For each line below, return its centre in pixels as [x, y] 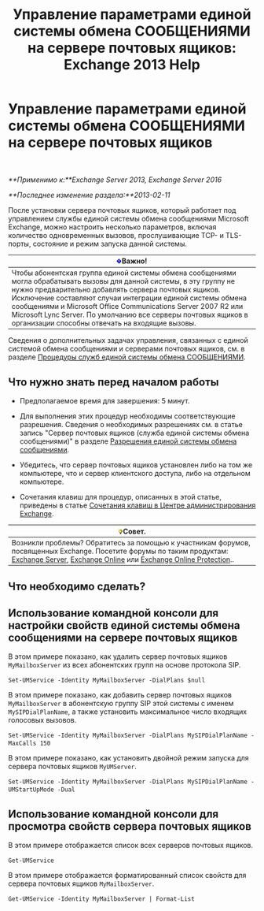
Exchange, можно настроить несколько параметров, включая [112, 227]
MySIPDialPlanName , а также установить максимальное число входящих [128, 712]
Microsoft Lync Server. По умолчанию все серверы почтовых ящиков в [130, 314]
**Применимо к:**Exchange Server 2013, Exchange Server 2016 [115, 180]
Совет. [135, 531]
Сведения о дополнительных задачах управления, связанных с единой [128, 340]
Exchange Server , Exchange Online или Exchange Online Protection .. [123, 559]
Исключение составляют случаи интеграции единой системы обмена [129, 298]
